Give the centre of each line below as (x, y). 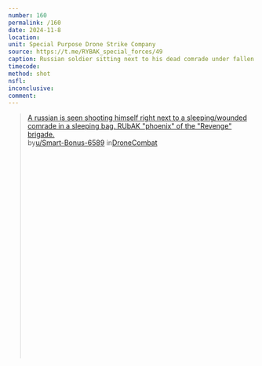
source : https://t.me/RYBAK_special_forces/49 (86, 52)
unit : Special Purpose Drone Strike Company (82, 45)
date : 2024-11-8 (35, 30)
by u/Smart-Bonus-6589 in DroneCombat (93, 143)
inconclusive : (31, 88)
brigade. (41, 135)
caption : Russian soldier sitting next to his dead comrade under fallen (131, 60)
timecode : (24, 67)
